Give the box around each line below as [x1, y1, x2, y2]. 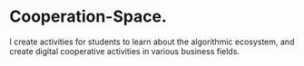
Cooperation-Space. [9, 6, 168, 27]
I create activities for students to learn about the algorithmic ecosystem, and [9, 36, 295, 47]
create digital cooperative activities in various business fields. [9, 45, 240, 56]
